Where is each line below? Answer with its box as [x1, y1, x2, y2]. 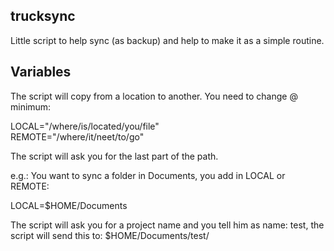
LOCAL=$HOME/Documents [10, 199, 128, 211]
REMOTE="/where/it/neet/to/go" [10, 130, 145, 143]
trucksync [10, 8, 76, 25]
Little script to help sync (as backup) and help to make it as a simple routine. [10, 34, 325, 46]
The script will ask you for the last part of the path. [10, 150, 219, 162]
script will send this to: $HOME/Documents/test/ [10, 229, 210, 241]
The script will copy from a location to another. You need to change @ [10, 90, 298, 102]
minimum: [10, 100, 52, 113]
